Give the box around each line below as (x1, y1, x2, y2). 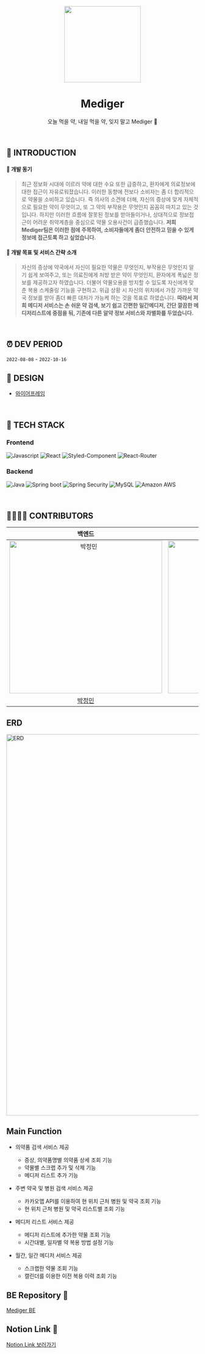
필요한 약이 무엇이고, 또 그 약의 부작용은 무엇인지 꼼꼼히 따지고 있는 (32, 203, 192, 211)
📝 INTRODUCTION (6, 148, 76, 158)
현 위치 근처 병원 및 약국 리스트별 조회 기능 (24, 1205, 125, 1212)
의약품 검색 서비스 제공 (15, 1143, 70, 1150)
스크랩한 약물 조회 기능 (24, 1264, 79, 1272)
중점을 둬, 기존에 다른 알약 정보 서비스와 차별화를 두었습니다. (52, 309, 194, 317)
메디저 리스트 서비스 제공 (15, 1218, 74, 1225)
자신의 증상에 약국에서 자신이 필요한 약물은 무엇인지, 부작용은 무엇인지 (21, 263, 188, 271)
